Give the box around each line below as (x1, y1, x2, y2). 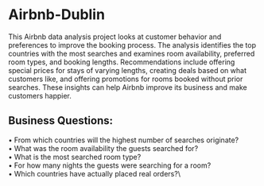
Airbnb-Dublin (8, 6, 106, 24)
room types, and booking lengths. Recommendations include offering (8, 57, 235, 67)
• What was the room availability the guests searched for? (8, 143, 199, 153)
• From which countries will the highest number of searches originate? (8, 135, 239, 145)
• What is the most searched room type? (8, 152, 142, 161)
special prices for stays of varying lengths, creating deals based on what (8, 65, 247, 75)
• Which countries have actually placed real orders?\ (8, 169, 181, 178)
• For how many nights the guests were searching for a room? (8, 161, 212, 170)
